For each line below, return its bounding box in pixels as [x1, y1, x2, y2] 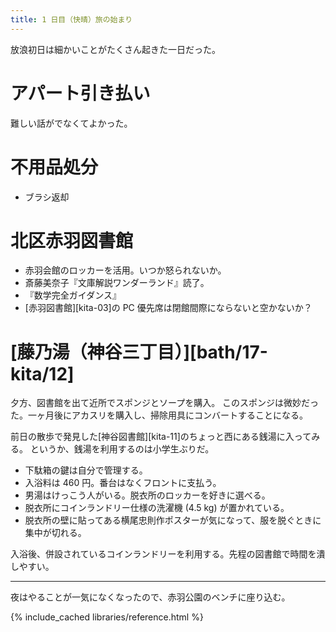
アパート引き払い [10, 82, 151, 105]
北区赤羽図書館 [10, 229, 134, 252]
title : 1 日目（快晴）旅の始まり [10, 14, 133, 25]
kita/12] [10, 362, 75, 385]
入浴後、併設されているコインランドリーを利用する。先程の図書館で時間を [10, 548, 317, 560]
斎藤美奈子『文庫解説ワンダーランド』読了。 [24, 277, 210, 289]
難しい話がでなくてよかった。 [10, 117, 133, 129]
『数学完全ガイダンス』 [24, 289, 122, 301]
